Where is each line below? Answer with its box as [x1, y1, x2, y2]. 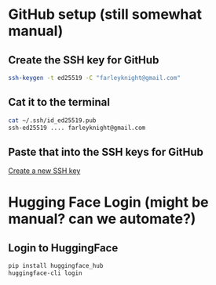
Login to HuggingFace [8, 241, 119, 254]
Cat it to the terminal [8, 96, 110, 109]
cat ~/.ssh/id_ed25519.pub [8, 116, 97, 124]
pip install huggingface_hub [8, 262, 104, 270]
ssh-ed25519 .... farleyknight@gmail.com [8, 124, 146, 132]
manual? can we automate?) [8, 210, 196, 228]
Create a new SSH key [8, 166, 81, 175]
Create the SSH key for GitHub [8, 53, 159, 67]
